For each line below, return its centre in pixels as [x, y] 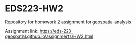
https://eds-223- [56, 31]
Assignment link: [22, 31]
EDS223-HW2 [34, 8]
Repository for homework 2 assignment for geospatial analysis [68, 22]
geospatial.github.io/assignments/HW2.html [49, 36]
